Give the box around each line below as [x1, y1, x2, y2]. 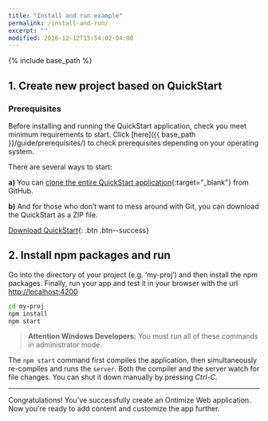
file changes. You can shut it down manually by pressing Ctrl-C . [8, 372, 218, 382]
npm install [8, 309, 48, 318]
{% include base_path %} [8, 56, 93, 66]
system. [8, 146, 34, 156]
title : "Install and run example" [8, 11, 124, 20]
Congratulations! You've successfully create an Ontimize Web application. [8, 395, 251, 405]
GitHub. [8, 185, 33, 196]
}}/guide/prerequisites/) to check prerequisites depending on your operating [8, 137, 259, 148]
